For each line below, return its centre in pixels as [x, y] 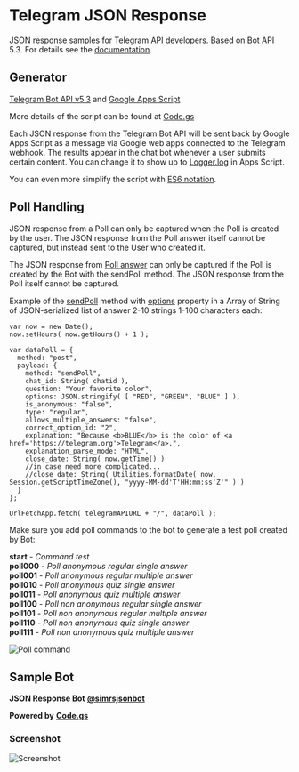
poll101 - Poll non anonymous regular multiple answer [108, 613]
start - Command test [49, 556]
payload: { [37, 366]
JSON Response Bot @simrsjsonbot [77, 698]
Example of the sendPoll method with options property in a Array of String [145, 301]
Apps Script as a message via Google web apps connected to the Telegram [147, 142]
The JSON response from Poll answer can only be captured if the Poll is [141, 264]
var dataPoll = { [41, 350]
